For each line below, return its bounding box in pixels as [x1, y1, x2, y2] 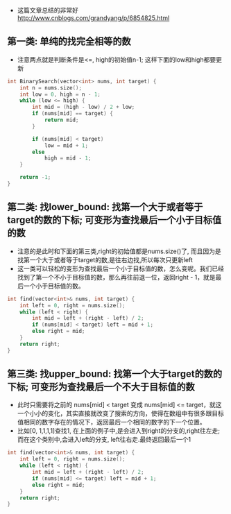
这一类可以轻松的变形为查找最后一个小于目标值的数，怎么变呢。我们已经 [17, 264, 224, 273]
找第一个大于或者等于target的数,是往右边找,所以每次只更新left [17, 255, 193, 264]
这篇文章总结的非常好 [17, 6, 78, 14]
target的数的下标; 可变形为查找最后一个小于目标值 [7, 214, 222, 226]
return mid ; [44, 117, 79, 123]
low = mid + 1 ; [44, 142, 89, 149]
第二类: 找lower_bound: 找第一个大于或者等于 [7, 201, 203, 213]
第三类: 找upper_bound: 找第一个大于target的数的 [7, 368, 223, 380]
